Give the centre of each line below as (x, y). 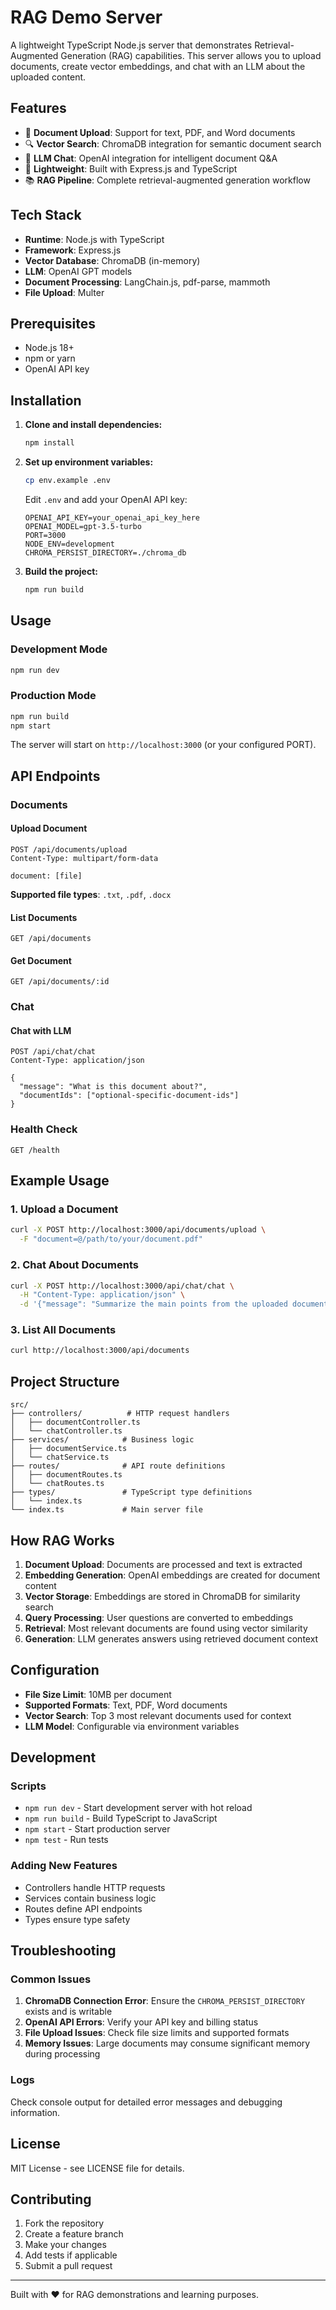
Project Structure (65, 1381)
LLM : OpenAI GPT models (78, 271)
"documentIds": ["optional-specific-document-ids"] (129, 1096)
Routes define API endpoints (83, 1908)
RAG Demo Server (86, 17)
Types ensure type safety (77, 1919)
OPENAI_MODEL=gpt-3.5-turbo (83, 526)
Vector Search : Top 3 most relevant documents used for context (158, 1715)
